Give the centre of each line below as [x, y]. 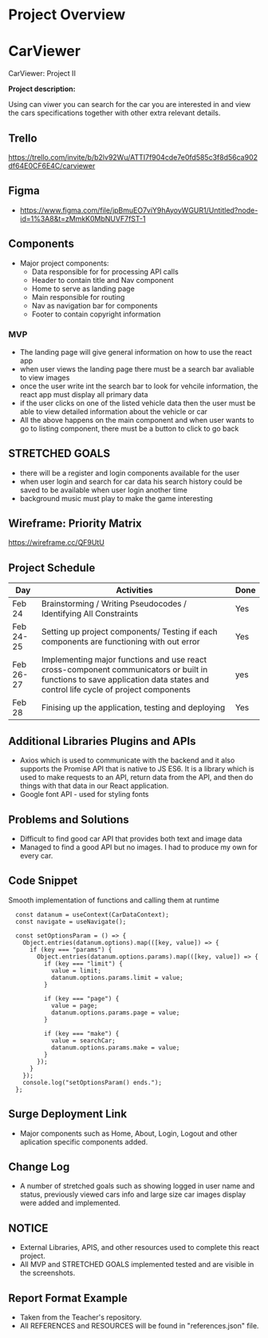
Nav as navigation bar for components [95, 305]
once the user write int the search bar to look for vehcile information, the [139, 386]
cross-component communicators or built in [124, 670]
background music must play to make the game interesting [116, 498]
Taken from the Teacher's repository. [81, 1317]
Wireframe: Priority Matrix [75, 524]
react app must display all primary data [84, 394]
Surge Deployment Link [68, 1114]
